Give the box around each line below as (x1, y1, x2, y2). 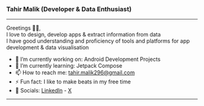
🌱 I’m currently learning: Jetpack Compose (15, 62, 123, 69)
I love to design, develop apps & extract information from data (6, 31, 161, 38)
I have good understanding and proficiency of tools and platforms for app (6, 37, 190, 44)
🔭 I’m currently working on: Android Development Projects (15, 55, 161, 63)
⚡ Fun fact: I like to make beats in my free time (15, 78, 131, 85)
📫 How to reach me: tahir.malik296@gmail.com (15, 69, 135, 76)
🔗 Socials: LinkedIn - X (15, 87, 72, 94)
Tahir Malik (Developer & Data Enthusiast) (6, 5, 132, 13)
